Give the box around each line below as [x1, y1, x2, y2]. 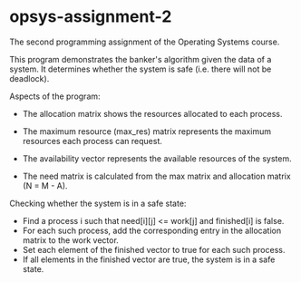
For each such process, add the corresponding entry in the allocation [22, 225, 282, 236]
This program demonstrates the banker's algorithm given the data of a [9, 53, 272, 64]
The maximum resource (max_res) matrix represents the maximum [22, 125, 272, 137]
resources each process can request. [22, 135, 163, 146]
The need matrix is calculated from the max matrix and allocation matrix [22, 170, 292, 181]
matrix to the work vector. [22, 234, 120, 246]
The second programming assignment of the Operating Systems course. [9, 36, 280, 47]
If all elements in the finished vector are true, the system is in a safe [22, 254, 276, 265]
